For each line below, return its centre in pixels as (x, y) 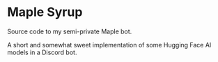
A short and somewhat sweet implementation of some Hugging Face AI (109, 45)
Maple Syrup (45, 12)
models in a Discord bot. (42, 52)
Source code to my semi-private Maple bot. (70, 31)
